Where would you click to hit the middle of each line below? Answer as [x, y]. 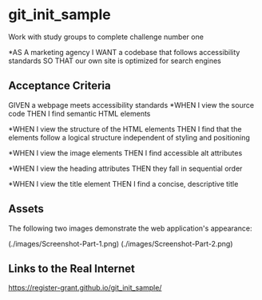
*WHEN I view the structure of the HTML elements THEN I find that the [125, 128]
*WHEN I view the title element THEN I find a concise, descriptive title [123, 184]
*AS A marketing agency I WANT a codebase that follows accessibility [124, 52]
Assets [26, 209]
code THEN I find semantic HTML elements [79, 113]
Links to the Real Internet [72, 268]
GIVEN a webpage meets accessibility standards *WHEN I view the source [131, 105]
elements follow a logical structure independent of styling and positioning [129, 137]
